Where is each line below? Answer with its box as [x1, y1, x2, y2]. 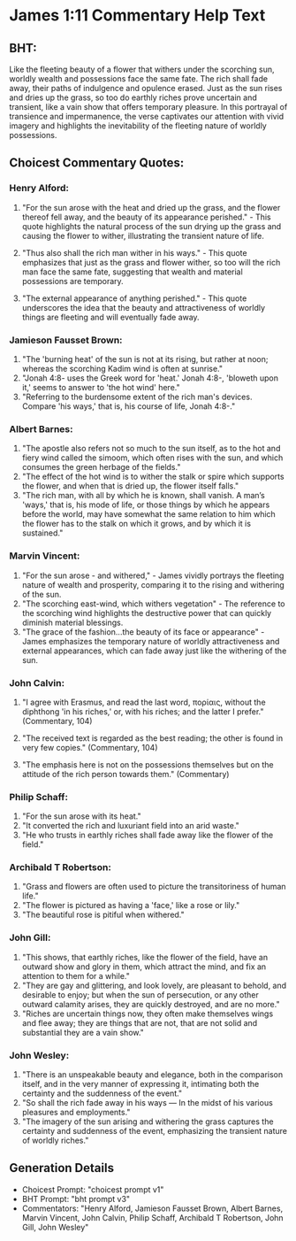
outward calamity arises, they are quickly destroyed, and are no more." [21, 998, 280, 1009]
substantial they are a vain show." [21, 1027, 144, 1037]
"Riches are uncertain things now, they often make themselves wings [21, 1008, 274, 1019]
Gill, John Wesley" [21, 1222, 89, 1232]
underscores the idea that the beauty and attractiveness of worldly [21, 302, 266, 312]
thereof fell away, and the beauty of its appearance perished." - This [21, 212, 271, 222]
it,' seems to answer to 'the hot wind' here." [21, 382, 180, 392]
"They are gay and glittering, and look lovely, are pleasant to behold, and [21, 980, 287, 990]
